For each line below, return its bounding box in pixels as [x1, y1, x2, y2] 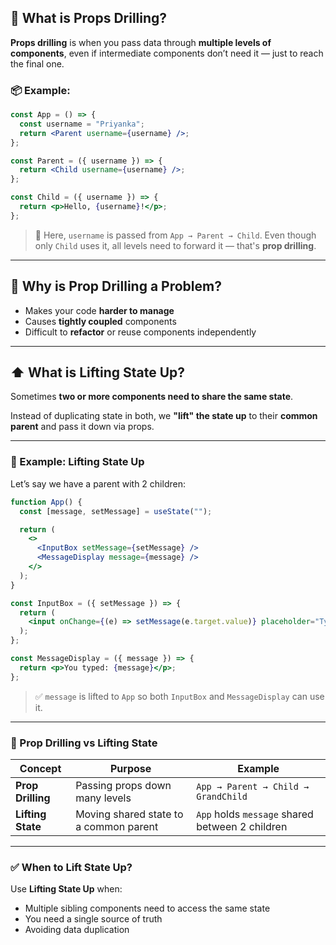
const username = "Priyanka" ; [19, 119, 145, 129]
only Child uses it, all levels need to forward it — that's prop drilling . [34, 239, 317, 251]
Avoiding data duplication [24, 924, 130, 936]
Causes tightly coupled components [24, 315, 177, 327]
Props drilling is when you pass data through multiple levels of [10, 36, 272, 48]
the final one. [10, 57, 65, 70]
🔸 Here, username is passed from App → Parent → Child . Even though [34, 229, 317, 241]
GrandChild [196, 791, 248, 802]
